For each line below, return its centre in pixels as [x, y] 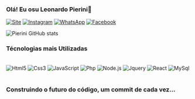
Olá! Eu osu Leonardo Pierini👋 [49, 9]
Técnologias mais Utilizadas [47, 49]
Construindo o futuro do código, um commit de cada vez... [91, 90]
